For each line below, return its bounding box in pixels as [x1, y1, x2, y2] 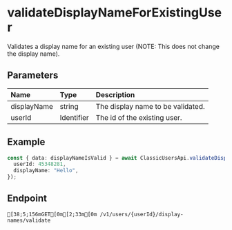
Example [7, 136, 46, 148]
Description [95, 90, 135, 99]
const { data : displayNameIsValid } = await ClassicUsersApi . [7, 154, 190, 161]
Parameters [7, 70, 59, 81]
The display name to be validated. [95, 101, 205, 111]
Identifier [59, 112, 90, 122]
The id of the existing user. [95, 112, 182, 122]
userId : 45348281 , [13, 160, 67, 168]
